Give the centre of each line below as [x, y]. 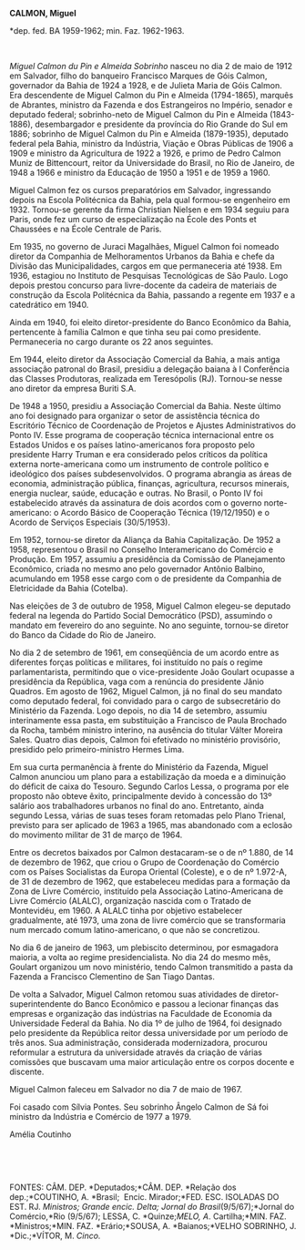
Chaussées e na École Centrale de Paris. [86, 229]
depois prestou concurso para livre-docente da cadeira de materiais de [143, 285]
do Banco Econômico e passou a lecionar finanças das [176, 1004]
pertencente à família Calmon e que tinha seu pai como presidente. [135, 332]
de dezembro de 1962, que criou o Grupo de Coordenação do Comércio [144, 862]
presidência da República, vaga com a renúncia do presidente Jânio [137, 681]
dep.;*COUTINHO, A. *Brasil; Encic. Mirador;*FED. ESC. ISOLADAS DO [144, 1197]
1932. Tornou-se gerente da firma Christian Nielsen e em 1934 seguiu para [149, 210]
